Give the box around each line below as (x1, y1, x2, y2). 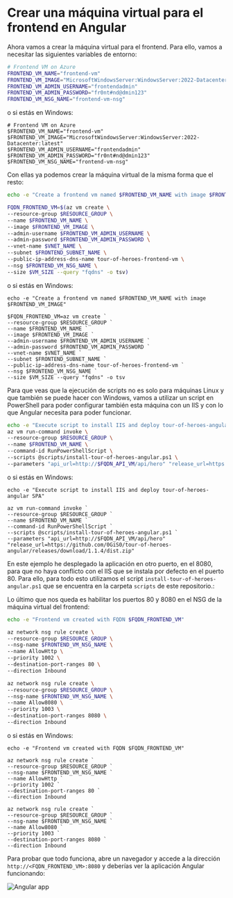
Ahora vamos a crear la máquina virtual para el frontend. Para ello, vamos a (7, 42, 223, 51)
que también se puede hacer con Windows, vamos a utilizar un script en (7, 393, 214, 401)
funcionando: (7, 869, 45, 877)
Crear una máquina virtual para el (7, 5, 204, 21)
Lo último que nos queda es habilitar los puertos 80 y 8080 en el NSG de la (7, 595, 222, 603)
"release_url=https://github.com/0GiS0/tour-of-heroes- (7, 541, 172, 548)
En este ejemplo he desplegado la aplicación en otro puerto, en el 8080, (7, 559, 213, 568)
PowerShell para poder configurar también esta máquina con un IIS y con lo (7, 401, 224, 409)
